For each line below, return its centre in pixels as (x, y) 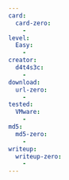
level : (19, 38)
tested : (21, 104)
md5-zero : (31, 134)
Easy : (25, 45)
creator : (23, 61)
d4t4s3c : (30, 68)
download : (25, 82)
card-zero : (33, 23)
